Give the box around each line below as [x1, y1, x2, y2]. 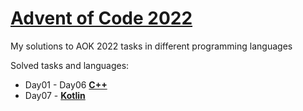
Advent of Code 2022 [10, 7, 193, 30]
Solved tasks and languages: [10, 59, 130, 71]
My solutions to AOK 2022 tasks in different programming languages [10, 40, 293, 52]
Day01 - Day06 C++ [24, 78, 108, 91]
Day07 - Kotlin [24, 89, 86, 101]
